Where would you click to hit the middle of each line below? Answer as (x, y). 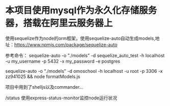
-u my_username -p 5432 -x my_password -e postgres (63, 61)
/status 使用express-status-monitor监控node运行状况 (61, 98)
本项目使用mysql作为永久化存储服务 (81, 10)
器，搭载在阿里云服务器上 (59, 23)
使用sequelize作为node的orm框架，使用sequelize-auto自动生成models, (80, 38)
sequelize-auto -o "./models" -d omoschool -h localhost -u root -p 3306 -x (84, 71)
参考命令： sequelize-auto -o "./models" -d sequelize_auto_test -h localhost (85, 55)
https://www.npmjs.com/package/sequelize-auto (66, 44)
